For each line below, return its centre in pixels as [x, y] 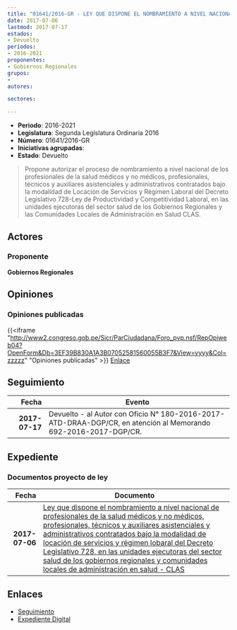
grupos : [19, 73]
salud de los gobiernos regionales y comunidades [126, 560]
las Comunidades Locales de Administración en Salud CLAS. [113, 214]
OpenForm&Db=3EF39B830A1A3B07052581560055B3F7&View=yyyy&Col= [117, 353]
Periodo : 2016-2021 [46, 125]
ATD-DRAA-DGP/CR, [84, 423]
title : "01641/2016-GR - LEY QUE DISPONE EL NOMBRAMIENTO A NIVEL [107, 14]
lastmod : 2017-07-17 [38, 27]
